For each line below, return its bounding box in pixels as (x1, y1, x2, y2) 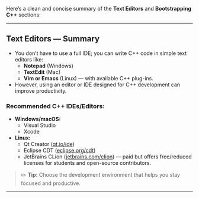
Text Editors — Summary (6, 34, 99, 44)
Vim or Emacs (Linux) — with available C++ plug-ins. (23, 74, 154, 82)
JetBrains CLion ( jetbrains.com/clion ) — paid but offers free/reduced (23, 153, 192, 160)
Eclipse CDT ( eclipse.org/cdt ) (23, 147, 96, 154)
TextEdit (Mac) (23, 68, 61, 76)
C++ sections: (6, 11, 41, 18)
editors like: (14, 56, 43, 63)
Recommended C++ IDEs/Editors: (6, 102, 105, 110)
